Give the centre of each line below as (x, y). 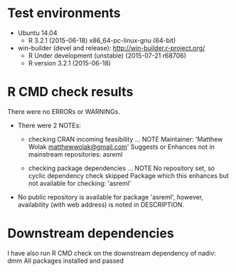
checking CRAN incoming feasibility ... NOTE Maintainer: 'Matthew (125, 139)
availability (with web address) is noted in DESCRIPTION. (101, 204)
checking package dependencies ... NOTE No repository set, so (122, 168)
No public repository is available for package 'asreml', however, (111, 197)
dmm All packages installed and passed (66, 261)
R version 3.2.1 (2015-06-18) (70, 63)
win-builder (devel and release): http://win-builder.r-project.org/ (111, 48)
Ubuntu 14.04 (37, 33)
